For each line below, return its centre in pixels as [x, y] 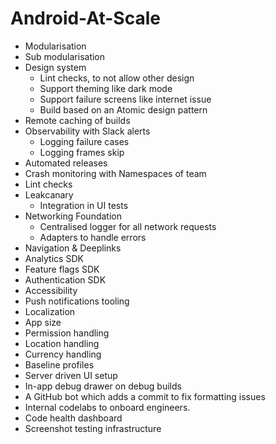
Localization [50, 311]
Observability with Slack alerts [87, 131]
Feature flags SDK [62, 269]
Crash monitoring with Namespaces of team [115, 173]
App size [43, 322]
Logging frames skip [82, 152]
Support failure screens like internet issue [125, 99]
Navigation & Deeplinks [73, 248]
